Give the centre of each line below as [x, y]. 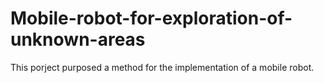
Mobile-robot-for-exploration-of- [151, 18]
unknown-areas [78, 39]
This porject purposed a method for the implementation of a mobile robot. [162, 67]
